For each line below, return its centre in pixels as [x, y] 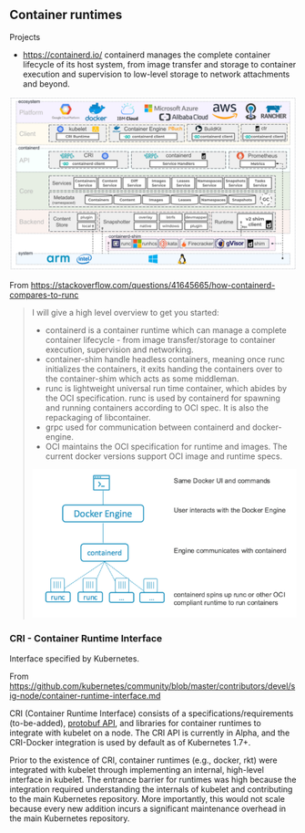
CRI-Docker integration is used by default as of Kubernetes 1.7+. [130, 742]
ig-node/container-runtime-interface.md [85, 695]
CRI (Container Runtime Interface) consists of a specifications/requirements [152, 713]
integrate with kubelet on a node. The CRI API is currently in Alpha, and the [150, 733]
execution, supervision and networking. [119, 349]
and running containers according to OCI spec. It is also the [157, 407]
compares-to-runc [44, 295]
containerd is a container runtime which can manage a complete [166, 330]
